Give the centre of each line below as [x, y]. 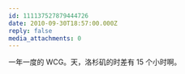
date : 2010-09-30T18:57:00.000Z [63, 23]
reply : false [30, 31]
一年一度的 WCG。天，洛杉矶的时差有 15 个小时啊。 [95, 62]
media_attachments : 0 [45, 38]
